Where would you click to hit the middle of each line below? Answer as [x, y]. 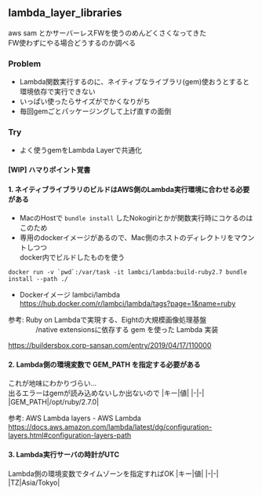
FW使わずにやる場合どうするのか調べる [72, 42]
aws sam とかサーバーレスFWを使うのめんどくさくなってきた [107, 33]
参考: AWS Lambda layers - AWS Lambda [75, 418]
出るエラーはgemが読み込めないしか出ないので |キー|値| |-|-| [106, 393]
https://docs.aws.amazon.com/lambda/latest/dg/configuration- [110, 427]
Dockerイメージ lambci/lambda [69, 295]
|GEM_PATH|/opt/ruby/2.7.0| [54, 402]
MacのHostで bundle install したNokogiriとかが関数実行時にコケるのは [136, 218]
